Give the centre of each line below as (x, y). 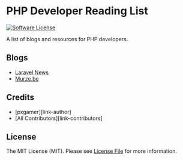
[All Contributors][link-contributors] (59, 118)
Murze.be (27, 78)
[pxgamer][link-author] (43, 112)
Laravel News (32, 72)
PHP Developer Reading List (77, 11)
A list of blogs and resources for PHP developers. (67, 39)
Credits (20, 98)
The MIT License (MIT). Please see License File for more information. (91, 151)
